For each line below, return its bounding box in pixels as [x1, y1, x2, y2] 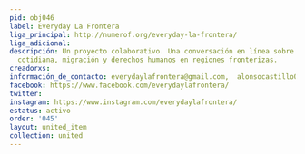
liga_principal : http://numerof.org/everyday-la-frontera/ [9, 30, 238, 39]
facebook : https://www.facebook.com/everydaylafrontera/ [9, 81, 230, 90]
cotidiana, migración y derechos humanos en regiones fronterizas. [17, 55, 279, 64]
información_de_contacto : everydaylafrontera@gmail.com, [9, 72, 230, 82]
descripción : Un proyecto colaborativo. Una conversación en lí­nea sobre [9, 47, 295, 56]
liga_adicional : [9, 38, 71, 48]
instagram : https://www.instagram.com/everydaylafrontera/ [9, 97, 238, 107]
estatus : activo [9, 106, 71, 115]
